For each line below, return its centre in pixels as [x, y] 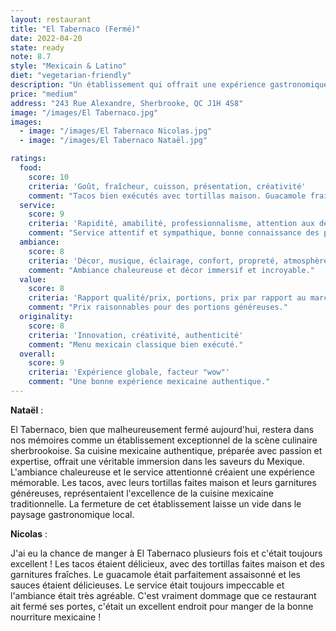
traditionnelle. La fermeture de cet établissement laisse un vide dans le [156, 503]
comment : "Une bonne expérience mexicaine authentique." [149, 382]
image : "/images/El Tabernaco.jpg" [84, 112]
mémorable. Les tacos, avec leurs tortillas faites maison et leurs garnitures [163, 482]
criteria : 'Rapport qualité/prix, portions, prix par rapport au [167, 298]
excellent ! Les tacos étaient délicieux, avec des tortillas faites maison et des [167, 563]
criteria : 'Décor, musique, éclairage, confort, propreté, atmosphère [178, 261]
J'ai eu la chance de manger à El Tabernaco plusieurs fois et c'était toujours [166, 553]
